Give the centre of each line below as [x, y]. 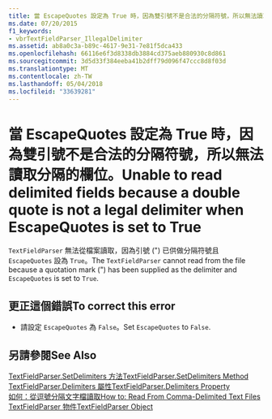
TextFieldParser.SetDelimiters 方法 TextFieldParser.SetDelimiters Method [129, 376]
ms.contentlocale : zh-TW [50, 76]
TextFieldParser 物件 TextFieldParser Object [81, 406]
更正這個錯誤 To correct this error [92, 306]
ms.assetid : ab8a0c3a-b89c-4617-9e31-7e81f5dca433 [96, 46]
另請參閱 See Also [53, 355]
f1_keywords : [30, 31]
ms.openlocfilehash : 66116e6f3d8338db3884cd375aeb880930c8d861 [117, 54]
